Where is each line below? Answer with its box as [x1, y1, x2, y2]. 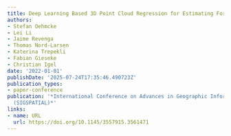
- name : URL [7, 112, 41, 119]
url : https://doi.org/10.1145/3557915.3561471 [13, 118, 149, 126]
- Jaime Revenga [7, 36, 54, 43]
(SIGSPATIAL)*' [13, 100, 57, 106]
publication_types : [7, 80, 63, 87]
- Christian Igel [7, 61, 57, 68]
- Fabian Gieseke [7, 55, 57, 62]
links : [7, 106, 26, 113]
